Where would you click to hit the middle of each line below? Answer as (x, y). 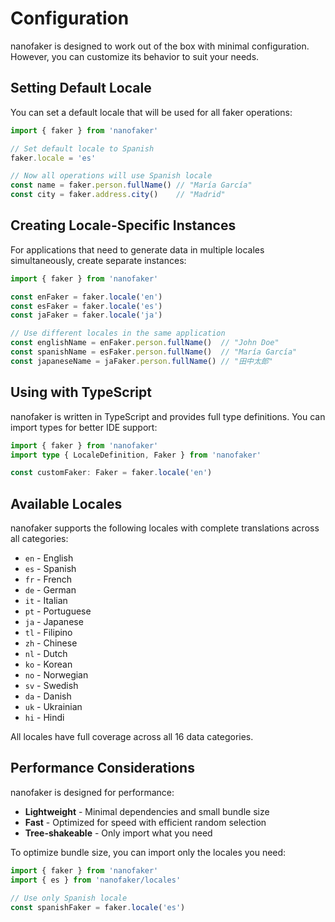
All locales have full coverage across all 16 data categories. (132, 737)
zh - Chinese (51, 643)
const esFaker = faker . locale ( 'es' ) (86, 306)
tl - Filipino (48, 633)
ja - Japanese (54, 622)
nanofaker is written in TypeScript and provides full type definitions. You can (168, 416)
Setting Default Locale (81, 88)
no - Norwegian (56, 675)
